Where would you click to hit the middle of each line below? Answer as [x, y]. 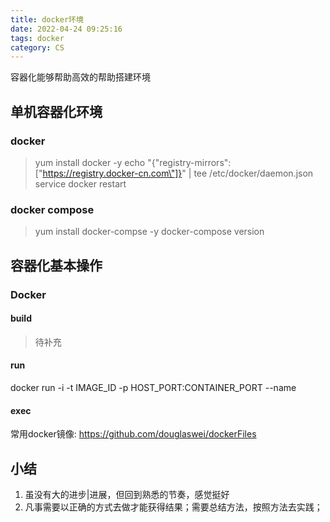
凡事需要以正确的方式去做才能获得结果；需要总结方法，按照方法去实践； [173, 507]
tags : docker [37, 38]
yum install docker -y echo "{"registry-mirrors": [133, 162]
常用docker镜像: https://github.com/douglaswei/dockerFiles [133, 434]
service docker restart [80, 183]
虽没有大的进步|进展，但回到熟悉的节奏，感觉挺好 [127, 494]
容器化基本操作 [56, 265]
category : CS [37, 47]
